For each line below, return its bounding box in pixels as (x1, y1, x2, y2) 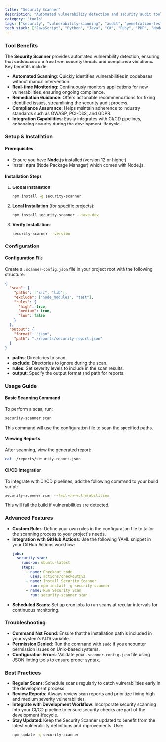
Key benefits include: (5, 64, 48, 70)
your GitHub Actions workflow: (12, 542, 75, 548)
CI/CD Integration (5, 467, 42, 473)
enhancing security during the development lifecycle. (12, 121, 121, 127)
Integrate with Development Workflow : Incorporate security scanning (12, 701, 157, 707)
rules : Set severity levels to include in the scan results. (12, 365, 124, 371)
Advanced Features (5, 514, 53, 521)
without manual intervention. (12, 79, 71, 85)
